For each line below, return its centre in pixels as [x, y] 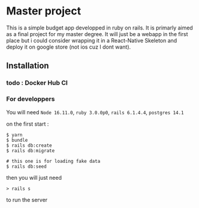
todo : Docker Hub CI [37, 83]
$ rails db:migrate [31, 151]
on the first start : [28, 124]
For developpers [31, 99]
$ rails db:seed [26, 167]
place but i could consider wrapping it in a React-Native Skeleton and [92, 40]
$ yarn [14, 135]
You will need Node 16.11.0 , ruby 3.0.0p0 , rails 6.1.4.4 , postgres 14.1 [95, 112]
